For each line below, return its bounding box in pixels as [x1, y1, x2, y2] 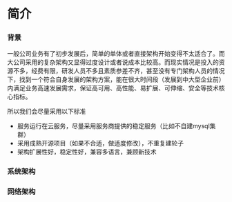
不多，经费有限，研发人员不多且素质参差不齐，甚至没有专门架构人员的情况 [12, 67, 225, 75]
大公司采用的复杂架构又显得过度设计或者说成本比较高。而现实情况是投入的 [7, 58, 219, 66]
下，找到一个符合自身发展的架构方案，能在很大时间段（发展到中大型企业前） [7, 75, 225, 83]
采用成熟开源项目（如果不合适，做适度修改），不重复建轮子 [17, 139, 184, 148]
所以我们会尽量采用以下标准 [7, 108, 86, 116]
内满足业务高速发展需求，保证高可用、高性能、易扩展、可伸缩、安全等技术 [7, 84, 219, 92]
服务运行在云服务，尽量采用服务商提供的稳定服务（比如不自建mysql [17, 122, 211, 130]
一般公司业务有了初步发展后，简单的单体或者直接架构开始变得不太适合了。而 [7, 50, 225, 58]
